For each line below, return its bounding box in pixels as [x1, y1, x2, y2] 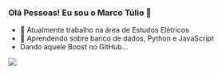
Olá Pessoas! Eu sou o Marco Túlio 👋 [8, 7, 152, 18]
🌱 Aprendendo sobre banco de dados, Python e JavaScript [19, 33, 214, 43]
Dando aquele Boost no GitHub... [19, 42, 129, 52]
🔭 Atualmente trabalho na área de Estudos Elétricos [19, 25, 189, 35]
